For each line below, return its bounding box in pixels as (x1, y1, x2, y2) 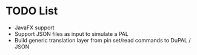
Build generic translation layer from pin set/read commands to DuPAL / (14, 36, 192, 44)
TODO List (5, 4, 58, 18)
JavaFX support (14, 24, 55, 31)
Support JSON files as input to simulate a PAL (14, 30, 129, 37)
